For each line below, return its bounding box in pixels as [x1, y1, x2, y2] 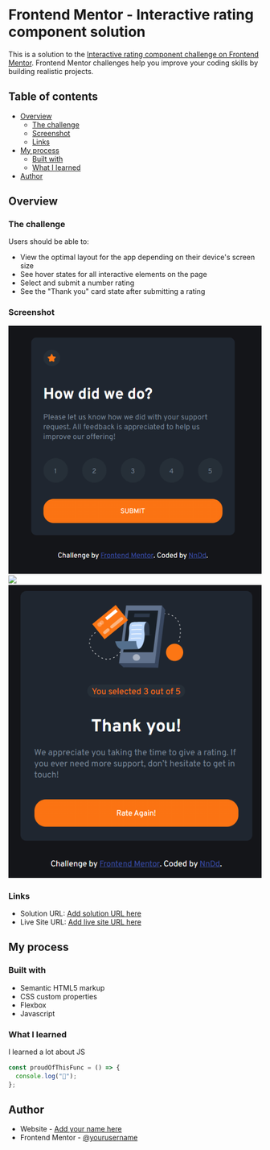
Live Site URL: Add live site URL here [19, 917, 142, 927]
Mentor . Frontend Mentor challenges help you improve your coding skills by [8, 58, 259, 68]
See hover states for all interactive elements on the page [19, 270, 207, 279]
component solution [8, 23, 146, 41]
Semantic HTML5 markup [19, 982, 105, 992]
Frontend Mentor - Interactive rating [8, 6, 255, 24]
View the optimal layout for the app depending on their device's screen [19, 252, 256, 263]
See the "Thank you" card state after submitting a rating [19, 287, 206, 296]
